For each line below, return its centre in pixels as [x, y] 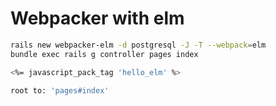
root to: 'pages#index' [60, 90]
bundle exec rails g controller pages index [104, 54]
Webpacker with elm [97, 18]
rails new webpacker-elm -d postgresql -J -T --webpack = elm [138, 45]
